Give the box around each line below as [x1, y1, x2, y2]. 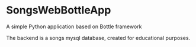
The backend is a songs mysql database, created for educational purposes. [6, 34, 191, 41]
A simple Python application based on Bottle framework [6, 23, 142, 30]
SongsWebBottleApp [6, 4, 111, 17]
